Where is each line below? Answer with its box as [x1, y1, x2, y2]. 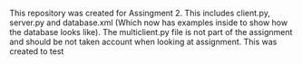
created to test [9, 46, 64, 57]
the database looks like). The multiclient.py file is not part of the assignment [9, 27, 293, 37]
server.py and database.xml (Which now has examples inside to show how [9, 17, 288, 28]
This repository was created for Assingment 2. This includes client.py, [9, 8, 270, 18]
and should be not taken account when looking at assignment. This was [9, 36, 278, 47]
